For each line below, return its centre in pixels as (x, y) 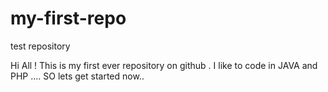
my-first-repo (68, 18)
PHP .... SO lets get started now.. (77, 76)
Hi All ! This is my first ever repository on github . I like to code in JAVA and (164, 65)
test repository (40, 46)
